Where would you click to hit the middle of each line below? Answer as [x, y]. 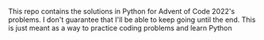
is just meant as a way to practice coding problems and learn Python [120, 28]
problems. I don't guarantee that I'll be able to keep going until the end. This [132, 20]
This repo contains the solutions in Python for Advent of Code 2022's [122, 11]
